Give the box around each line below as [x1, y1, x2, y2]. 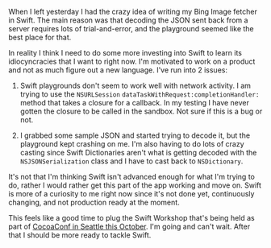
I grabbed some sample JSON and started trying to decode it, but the [19, 130, 251, 140]
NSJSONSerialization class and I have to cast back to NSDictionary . [19, 156, 244, 166]
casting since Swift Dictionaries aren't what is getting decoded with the [19, 148, 257, 157]
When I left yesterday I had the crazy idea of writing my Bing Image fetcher [8, 7, 258, 16]
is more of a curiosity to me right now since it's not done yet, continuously [8, 189, 255, 198]
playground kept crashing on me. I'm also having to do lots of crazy [19, 139, 244, 148]
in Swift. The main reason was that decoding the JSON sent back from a [8, 15, 248, 25]
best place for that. [8, 32, 72, 42]
